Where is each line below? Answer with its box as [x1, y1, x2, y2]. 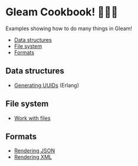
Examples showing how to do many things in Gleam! [5, 25, 132, 32]
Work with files [14, 115, 51, 122]
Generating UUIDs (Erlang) [14, 82, 79, 89]
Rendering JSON [14, 147, 55, 154]
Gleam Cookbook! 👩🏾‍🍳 [5, 5, 119, 19]
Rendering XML [14, 154, 52, 161]
